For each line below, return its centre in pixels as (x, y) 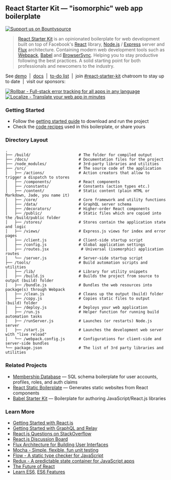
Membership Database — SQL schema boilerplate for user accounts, (85, 376)
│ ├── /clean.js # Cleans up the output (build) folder (84, 294)
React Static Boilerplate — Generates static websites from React (80, 387)
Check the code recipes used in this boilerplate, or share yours (79, 127)
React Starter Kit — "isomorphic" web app (74, 8)
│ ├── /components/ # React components (63, 182)
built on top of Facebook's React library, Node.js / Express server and (91, 44)
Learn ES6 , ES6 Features (39, 472)
